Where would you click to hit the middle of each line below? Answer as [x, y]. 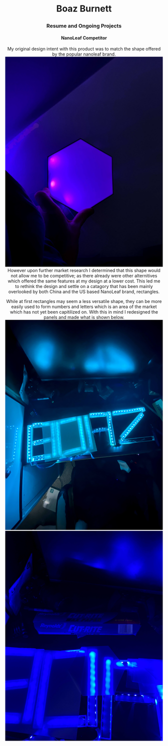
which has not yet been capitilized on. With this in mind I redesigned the [84, 312]
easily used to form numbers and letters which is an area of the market [84, 307]
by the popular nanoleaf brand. [84, 54]
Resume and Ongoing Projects [84, 26]
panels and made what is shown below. [84, 317]
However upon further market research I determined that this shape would [84, 270]
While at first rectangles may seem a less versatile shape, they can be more [84, 301]
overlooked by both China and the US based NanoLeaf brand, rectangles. [84, 292]
